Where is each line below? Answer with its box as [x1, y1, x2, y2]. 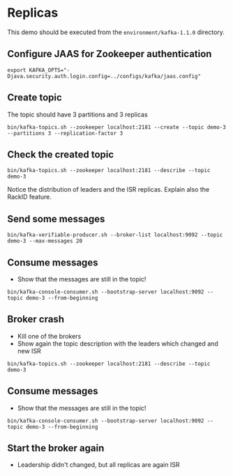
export [7, 66, 27, 74]
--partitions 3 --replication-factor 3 [7, 130, 123, 137]
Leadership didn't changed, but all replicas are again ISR [17, 461, 180, 469]
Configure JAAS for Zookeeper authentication [7, 48, 212, 60]
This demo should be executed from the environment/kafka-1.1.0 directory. [7, 28, 225, 36]
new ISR [17, 346, 42, 355]
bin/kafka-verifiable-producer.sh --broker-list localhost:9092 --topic [7, 231, 223, 238]
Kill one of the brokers [17, 332, 82, 340]
